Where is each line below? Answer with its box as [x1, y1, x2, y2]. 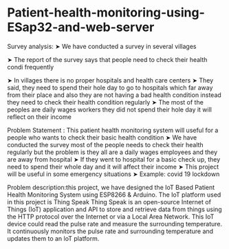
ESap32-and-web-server [7, 19, 155, 35]
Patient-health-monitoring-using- [7, 5, 205, 21]
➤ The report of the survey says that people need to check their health [7, 55, 208, 63]
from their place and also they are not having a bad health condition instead [7, 91, 221, 99]
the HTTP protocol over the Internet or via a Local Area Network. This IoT [7, 212, 215, 221]
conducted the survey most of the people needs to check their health [7, 140, 204, 149]
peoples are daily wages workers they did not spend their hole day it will [7, 105, 212, 113]
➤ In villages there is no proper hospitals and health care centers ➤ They [7, 76, 214, 84]
